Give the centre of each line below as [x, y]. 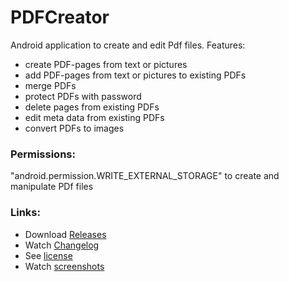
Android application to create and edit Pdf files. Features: [128, 45]
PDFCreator [60, 17]
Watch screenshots [64, 266]
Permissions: [43, 154]
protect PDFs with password [83, 96]
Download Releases [65, 234]
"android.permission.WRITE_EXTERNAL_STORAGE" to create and [145, 176]
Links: [25, 213]
